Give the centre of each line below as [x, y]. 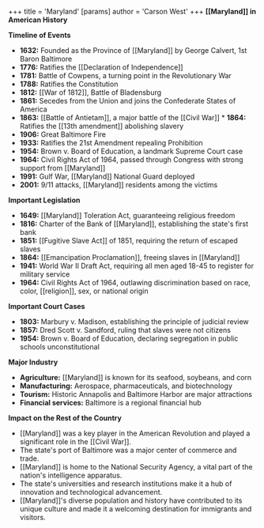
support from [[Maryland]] [62, 168]
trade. [29, 458]
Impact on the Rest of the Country [65, 418]
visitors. [32, 517]
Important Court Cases [47, 306]
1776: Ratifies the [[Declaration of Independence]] [101, 67]
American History [38, 20]
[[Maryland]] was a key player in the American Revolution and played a [135, 433]
